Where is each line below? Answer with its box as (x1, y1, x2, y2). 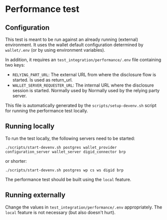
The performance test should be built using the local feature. (5, 176, 132, 182)
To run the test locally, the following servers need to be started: (5, 135, 136, 141)
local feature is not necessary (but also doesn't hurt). (5, 209, 116, 215)
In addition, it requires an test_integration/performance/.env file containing (5, 57, 162, 63)
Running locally (5, 122, 55, 130)
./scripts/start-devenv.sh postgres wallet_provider (5, 145, 117, 150)
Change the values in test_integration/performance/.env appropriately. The (5, 204, 163, 210)
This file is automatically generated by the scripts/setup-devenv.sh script (5, 103, 157, 108)
